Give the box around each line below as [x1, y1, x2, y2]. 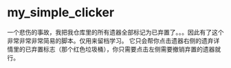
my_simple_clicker [7, 5, 115, 20]
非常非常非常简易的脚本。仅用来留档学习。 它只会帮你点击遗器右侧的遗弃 [7, 36, 214, 45]
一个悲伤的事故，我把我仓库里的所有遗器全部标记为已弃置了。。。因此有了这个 [7, 28, 224, 36]
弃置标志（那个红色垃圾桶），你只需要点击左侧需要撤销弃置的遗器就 [30, 45, 221, 53]
